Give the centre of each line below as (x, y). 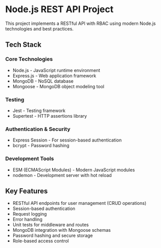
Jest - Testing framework (39, 111)
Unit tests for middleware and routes (51, 225)
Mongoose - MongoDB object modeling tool (58, 86)
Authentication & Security (38, 129)
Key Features (27, 191)
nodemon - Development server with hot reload (62, 175)
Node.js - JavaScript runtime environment (56, 70)
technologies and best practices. (39, 28)
